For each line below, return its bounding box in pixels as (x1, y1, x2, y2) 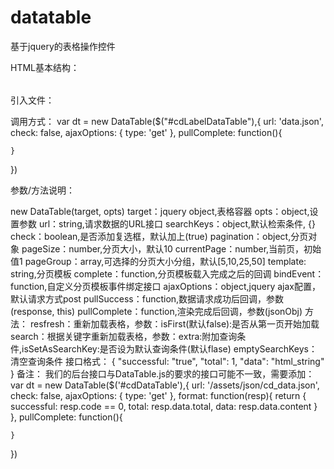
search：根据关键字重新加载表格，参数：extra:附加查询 (10, 330, 238, 342)
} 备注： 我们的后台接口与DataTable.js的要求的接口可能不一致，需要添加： (10, 367, 315, 380)
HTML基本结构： (10, 61, 80, 73)
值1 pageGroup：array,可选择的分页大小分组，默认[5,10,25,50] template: (10, 255, 307, 267)
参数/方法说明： (10, 184, 76, 196)
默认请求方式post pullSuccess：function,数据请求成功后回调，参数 (10, 292, 285, 305)
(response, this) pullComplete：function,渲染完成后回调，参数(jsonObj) (10, 305, 303, 317)
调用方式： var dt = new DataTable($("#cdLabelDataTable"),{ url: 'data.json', (10, 115, 324, 127)
